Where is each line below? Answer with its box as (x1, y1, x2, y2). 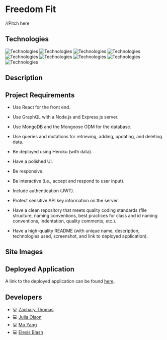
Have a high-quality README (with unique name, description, (12, 228, 140, 234)
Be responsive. (12, 168, 44, 174)
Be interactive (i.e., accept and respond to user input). (12, 178, 125, 184)
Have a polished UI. (12, 158, 53, 164)
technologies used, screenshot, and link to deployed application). (12, 233, 148, 239)
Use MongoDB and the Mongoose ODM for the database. (12, 124, 132, 130)
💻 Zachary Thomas (12, 306, 54, 312)
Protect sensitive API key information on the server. (12, 197, 119, 203)
